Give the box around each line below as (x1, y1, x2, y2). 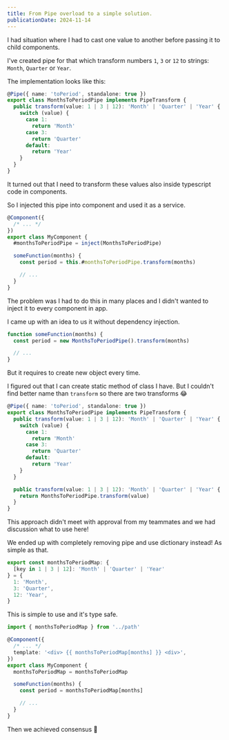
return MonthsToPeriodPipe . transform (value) (19, 492, 150, 499)
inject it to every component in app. (7, 304, 108, 312)
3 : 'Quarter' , (13, 585, 54, 592)
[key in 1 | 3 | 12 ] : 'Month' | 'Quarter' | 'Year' (13, 566, 166, 573)
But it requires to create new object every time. (7, 369, 141, 377)
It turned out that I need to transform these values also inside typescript (7, 180, 212, 188)
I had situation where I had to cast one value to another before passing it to (7, 35, 221, 44)
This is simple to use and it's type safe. (7, 610, 119, 619)
